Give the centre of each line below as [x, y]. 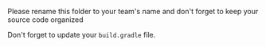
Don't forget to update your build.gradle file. [82, 35]
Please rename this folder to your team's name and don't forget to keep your [133, 11]
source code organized [46, 20]
